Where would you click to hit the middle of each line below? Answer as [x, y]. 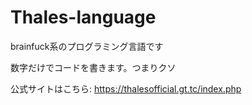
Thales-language [83, 17]
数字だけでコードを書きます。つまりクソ [93, 67]
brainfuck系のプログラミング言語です [87, 46]
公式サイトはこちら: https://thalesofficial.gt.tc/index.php [126, 88]
